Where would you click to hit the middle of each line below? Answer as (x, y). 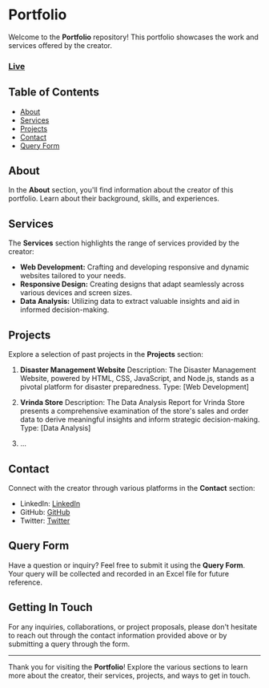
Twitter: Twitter (45, 520)
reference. (25, 582)
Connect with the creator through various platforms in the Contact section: (132, 488)
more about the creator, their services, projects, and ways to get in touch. (129, 675)
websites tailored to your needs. (73, 276)
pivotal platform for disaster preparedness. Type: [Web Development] (134, 387)
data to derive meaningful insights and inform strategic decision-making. (140, 419)
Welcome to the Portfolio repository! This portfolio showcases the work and (133, 37)
